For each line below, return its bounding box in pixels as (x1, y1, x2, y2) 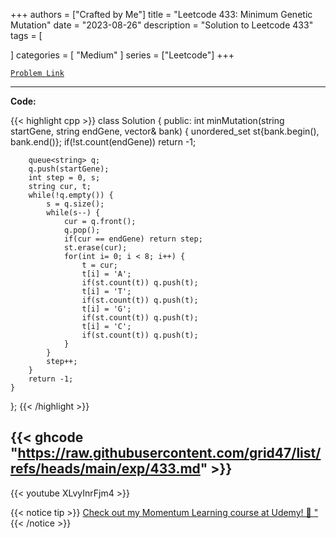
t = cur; (81, 260, 118, 270)
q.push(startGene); (28, 164, 110, 174)
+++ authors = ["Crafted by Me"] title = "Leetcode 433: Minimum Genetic (10, 9, 313, 20)
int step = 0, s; (28, 173, 101, 183)
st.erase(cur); (63, 243, 128, 253)
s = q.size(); (46, 199, 105, 209)
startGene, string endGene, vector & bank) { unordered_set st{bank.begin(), (10, 125, 320, 137)
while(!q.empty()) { (28, 190, 114, 200)
